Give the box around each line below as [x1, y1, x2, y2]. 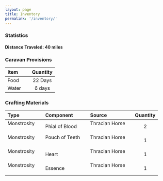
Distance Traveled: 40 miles [5, 44, 63, 50]
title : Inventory [5, 12, 40, 16]
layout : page [5, 7, 32, 12]
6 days [34, 85, 50, 92]
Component [45, 112, 73, 119]
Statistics [5, 32, 28, 39]
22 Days [33, 77, 52, 84]
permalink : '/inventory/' [5, 16, 57, 21]
